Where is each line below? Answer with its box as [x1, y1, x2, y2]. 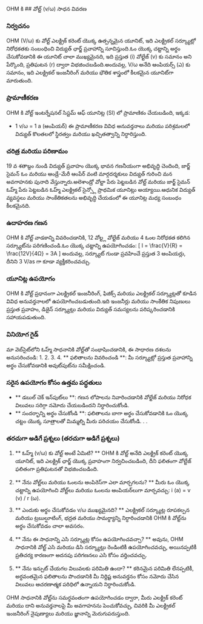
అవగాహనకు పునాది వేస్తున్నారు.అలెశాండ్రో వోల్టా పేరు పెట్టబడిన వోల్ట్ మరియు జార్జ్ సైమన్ [6, 178, 191, 185]
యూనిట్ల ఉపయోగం [6, 274, 56, 283]
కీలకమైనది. [6, 202, 31, 209]
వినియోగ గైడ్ [6, 330, 39, 339]
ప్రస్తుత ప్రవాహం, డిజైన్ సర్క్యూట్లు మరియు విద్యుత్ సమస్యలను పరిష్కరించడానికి [6, 306, 175, 313]
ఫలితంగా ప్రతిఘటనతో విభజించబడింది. [15, 466, 99, 473]
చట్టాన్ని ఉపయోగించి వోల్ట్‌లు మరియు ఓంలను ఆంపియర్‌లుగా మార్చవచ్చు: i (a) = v [15, 487, 191, 494]
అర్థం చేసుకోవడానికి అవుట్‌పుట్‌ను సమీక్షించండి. [6, 361, 106, 369]
